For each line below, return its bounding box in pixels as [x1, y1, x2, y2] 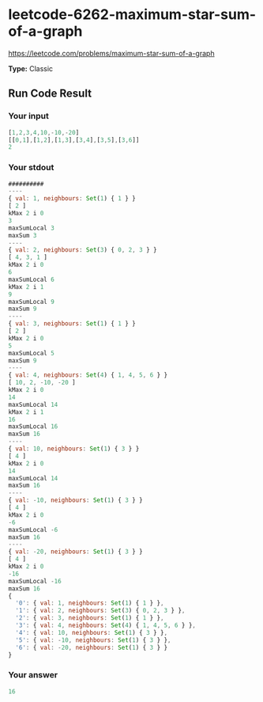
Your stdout [8, 162, 54, 173]
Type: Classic [8, 63, 54, 73]
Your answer [8, 670, 58, 681]
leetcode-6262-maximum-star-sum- [8, 6, 257, 24]
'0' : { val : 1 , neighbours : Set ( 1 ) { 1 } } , [15, 599, 164, 607]
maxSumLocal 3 [8, 224, 55, 232]
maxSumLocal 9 [8, 298, 55, 305]
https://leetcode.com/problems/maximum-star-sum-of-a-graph [8, 48, 215, 58]
